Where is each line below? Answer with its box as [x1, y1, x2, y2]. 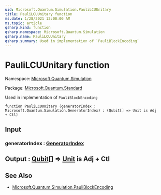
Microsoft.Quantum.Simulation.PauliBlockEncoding [12, 184, 114, 190]
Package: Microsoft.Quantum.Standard [5, 85, 83, 91]
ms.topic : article [5, 20, 42, 26]
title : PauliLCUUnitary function [5, 12, 73, 16]
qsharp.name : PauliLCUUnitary [5, 34, 66, 39]
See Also [5, 171, 32, 179]
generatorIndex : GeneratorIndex [5, 140, 84, 146]
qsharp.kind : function [5, 25, 51, 30]
